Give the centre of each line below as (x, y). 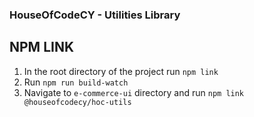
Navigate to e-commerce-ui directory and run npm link (134, 92)
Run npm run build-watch (76, 82)
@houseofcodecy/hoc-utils (77, 102)
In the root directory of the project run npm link (121, 71)
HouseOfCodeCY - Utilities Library (95, 15)
